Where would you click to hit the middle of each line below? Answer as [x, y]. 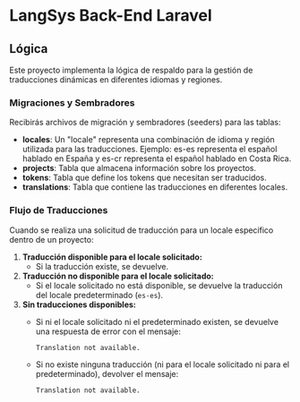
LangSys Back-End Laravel [111, 16]
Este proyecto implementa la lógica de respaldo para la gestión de [131, 70]
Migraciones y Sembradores [72, 102]
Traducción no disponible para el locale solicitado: [118, 276]
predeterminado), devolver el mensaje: [107, 373]
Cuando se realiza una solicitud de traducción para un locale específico [141, 230]
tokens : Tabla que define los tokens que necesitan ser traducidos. [144, 178]
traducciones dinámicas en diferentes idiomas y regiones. [116, 80]
